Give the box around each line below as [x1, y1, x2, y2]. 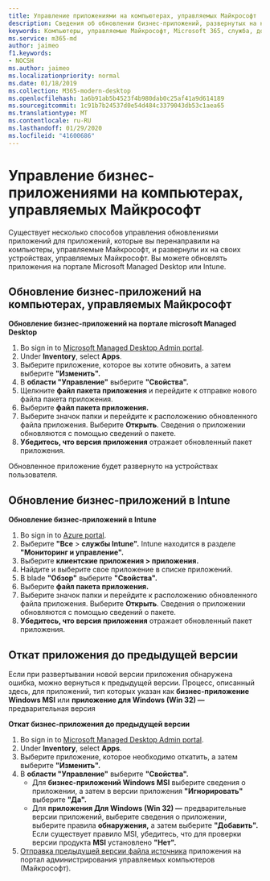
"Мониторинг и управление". [19, 547, 125, 557]
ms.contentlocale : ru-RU [8, 117, 92, 125]
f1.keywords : [8, 49, 52, 57]
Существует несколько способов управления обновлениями [8, 227, 219, 237]
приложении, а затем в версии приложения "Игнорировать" [31, 787, 243, 796]
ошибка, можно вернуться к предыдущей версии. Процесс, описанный [8, 678, 255, 688]
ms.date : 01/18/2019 [8, 79, 78, 87]
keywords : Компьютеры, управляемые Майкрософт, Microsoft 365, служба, [8, 27, 253, 35]
